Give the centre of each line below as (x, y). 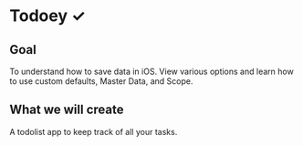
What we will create (67, 110)
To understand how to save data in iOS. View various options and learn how (151, 71)
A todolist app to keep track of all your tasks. (94, 131)
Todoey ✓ (47, 16)
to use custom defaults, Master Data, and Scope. (101, 81)
